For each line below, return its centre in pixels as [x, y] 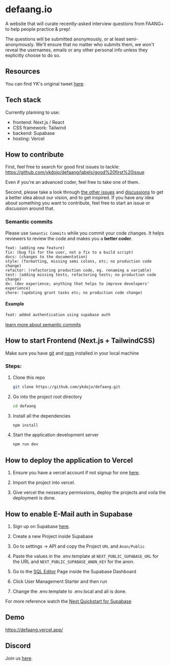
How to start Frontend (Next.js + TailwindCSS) [80, 341]
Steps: [14, 366]
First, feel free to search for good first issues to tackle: [63, 167]
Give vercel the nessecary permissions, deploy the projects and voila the [89, 492]
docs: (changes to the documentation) [46, 257]
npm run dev [25, 444]
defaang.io [29, 9]
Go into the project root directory [47, 397]
